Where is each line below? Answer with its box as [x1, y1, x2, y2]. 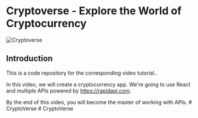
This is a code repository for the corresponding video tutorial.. [6, 69, 158, 76]
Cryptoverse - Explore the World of [6, 4, 182, 18]
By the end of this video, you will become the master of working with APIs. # [6, 98, 192, 106]
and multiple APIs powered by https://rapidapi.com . [6, 87, 132, 94]
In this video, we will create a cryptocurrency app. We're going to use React [6, 81, 191, 88]
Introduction [6, 53, 53, 63]
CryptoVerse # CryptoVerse [6, 105, 74, 112]
